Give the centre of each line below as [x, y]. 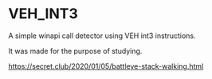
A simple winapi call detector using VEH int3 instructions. [102, 36]
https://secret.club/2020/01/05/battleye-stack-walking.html [106, 66]
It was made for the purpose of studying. [75, 51]
